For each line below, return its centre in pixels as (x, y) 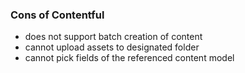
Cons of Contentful (57, 15)
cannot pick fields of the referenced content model (129, 58)
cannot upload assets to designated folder (112, 47)
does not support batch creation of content (113, 37)
